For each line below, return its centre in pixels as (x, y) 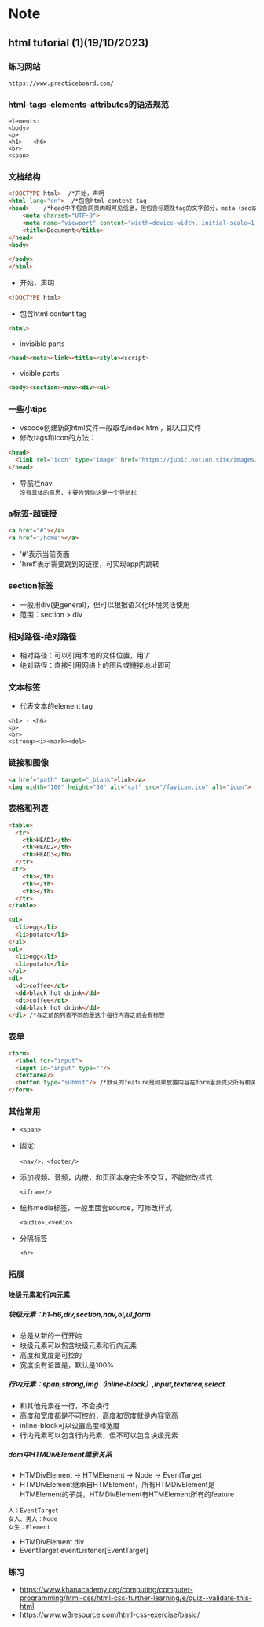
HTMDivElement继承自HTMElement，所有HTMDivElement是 (117, 1484)
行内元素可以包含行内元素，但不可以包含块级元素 (99, 1435)
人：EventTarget (33, 1511)
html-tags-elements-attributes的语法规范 (88, 105)
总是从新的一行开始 (51, 1335)
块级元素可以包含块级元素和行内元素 (78, 1345)
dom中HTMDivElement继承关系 (60, 1455)
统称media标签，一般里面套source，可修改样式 (96, 1208)
